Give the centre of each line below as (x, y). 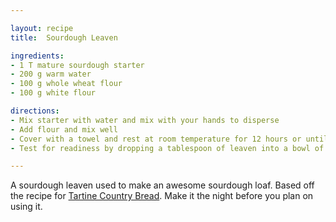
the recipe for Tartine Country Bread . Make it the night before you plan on (162, 196)
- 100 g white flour (53, 93)
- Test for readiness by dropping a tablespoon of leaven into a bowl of (167, 148)
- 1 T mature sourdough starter (77, 65)
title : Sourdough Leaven (64, 37)
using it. (26, 207)
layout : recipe (42, 28)
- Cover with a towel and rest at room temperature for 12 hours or (156, 139)
